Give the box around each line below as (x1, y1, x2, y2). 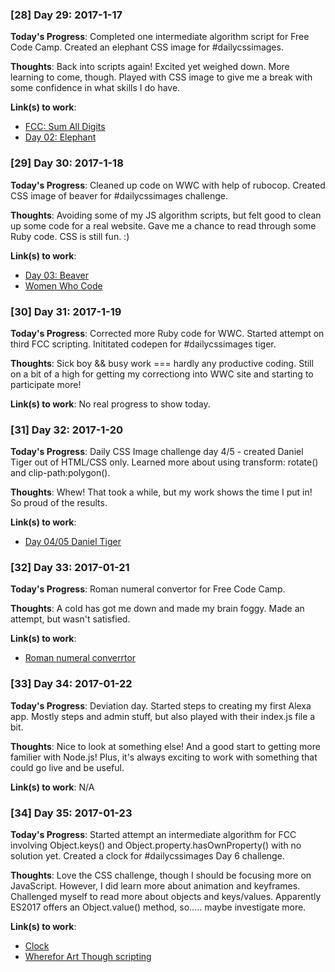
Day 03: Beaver (24, 269, 89, 281)
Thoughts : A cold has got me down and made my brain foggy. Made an (10, 603, 305, 615)
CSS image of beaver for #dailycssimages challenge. (10, 189, 228, 202)
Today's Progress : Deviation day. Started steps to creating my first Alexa (10, 699, 312, 712)
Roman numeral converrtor (24, 652, 137, 664)
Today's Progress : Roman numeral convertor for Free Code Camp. (10, 583, 286, 595)
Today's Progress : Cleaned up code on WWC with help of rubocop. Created (10, 179, 326, 191)
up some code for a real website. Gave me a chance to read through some (10, 219, 317, 232)
